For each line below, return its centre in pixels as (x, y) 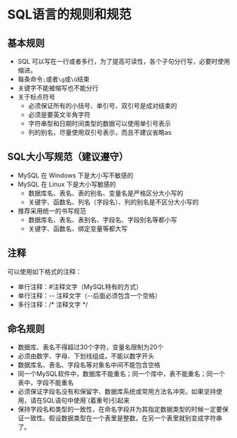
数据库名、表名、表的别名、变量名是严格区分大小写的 (106, 193)
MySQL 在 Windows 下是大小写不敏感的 (75, 175)
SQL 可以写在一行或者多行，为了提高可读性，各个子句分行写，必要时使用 (124, 61)
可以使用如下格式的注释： (45, 271)
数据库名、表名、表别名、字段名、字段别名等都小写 (103, 219)
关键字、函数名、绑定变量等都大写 (78, 229)
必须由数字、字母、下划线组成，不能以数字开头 (86, 356)
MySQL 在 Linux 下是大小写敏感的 (67, 184)
